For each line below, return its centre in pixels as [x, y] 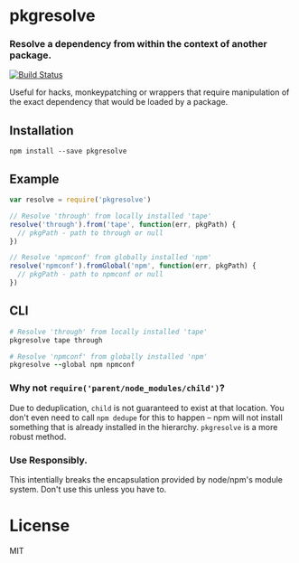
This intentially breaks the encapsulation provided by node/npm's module [146, 479]
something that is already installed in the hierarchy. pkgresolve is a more [144, 427]
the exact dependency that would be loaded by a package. [119, 102]
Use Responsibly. [48, 460]
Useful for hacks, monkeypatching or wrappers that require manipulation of [149, 92]
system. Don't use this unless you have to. [88, 489]
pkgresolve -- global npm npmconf [72, 365]
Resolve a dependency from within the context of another [139, 44]
